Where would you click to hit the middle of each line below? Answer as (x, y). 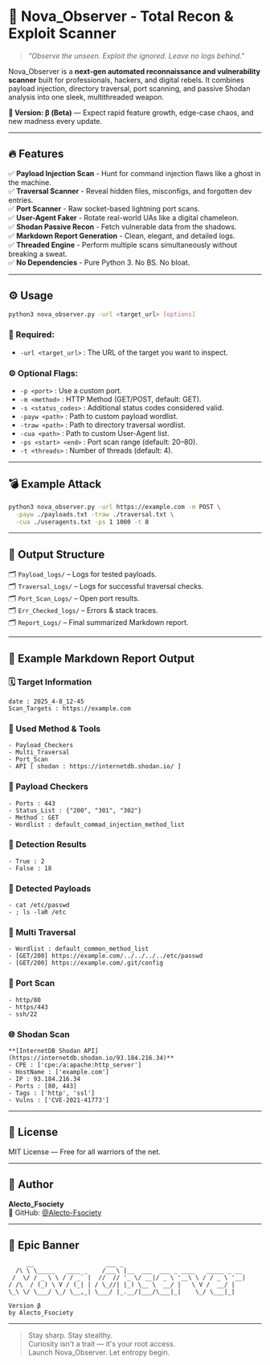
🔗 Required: (31, 335)
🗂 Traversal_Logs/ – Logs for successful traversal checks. (106, 586)
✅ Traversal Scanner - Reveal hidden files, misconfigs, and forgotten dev (130, 191)
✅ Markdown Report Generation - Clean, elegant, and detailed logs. (122, 236)
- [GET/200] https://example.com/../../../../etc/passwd (106, 956)
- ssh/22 (23, 1014)
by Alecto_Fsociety (41, 1313)
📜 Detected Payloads (50, 888)
